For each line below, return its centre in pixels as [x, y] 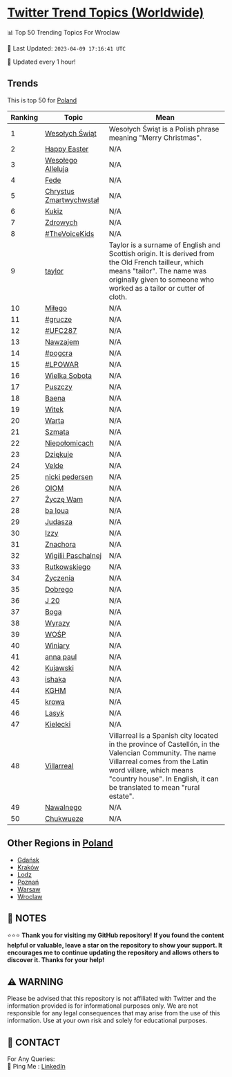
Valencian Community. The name [162, 752]
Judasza [59, 522]
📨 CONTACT [34, 1042]
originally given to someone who [162, 280]
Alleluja [57, 169]
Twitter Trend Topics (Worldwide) [106, 13]
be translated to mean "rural [154, 787]
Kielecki [58, 724]
